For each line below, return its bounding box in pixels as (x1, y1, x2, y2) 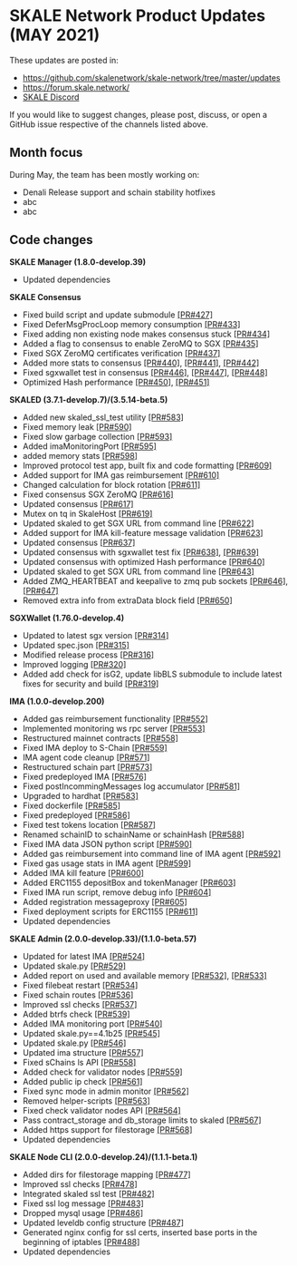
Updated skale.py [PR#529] (22, 960, 127, 971)
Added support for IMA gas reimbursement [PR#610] (22, 469, 220, 481)
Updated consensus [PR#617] (22, 498, 134, 509)
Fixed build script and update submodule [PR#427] (22, 309, 214, 320)
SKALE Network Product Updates (9, 5, 265, 26)
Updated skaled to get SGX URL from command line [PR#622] (22, 518, 254, 529)
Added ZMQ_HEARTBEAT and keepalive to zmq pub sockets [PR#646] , (22, 575, 288, 586)
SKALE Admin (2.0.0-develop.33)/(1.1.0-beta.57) (9, 933, 197, 944)
